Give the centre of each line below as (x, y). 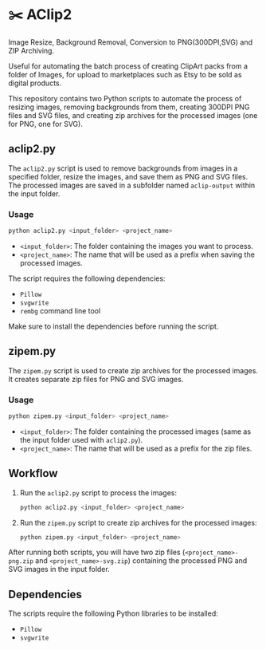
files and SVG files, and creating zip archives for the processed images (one (133, 115)
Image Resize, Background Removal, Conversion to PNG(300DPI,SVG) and (131, 42)
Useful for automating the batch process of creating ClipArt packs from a (128, 66)
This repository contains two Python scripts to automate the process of (125, 98)
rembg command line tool (60, 310)
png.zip (21, 561)
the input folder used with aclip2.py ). (81, 439)
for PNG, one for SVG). (46, 124)
